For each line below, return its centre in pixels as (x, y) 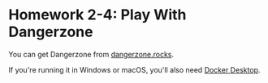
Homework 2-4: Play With (97, 15)
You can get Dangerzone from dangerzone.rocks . (91, 54)
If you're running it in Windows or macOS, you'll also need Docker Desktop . (134, 69)
